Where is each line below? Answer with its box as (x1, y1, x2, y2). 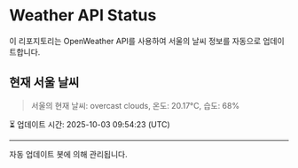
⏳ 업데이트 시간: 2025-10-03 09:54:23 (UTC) (9, 118, 170, 129)
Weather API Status (9, 5, 157, 26)
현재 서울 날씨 (9, 75, 80, 90)
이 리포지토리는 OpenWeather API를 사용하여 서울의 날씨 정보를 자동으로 (9, 35, 262, 46)
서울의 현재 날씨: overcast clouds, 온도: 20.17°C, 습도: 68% (30, 100, 240, 111)
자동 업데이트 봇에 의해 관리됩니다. (9, 149, 128, 159)
